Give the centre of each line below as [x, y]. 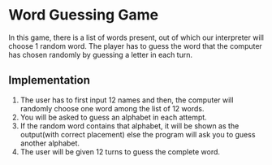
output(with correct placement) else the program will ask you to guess [138, 134]
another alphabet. [50, 143]
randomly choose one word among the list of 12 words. [112, 108]
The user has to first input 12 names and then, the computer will [127, 100]
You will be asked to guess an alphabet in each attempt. [113, 117]
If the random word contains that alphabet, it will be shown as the [130, 126]
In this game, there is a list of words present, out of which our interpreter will [136, 37]
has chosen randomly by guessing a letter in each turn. [101, 54]
